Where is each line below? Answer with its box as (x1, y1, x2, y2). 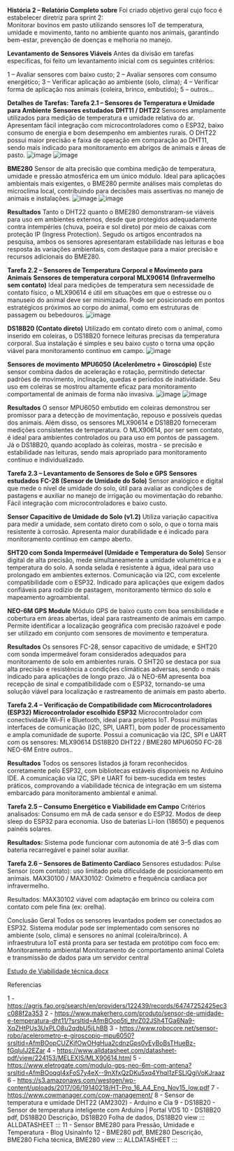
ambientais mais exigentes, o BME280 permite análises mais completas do (7, 179, 222, 188)
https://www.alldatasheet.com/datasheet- (57, 1047, 177, 1054)
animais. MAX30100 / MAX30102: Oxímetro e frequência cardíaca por (7, 874, 207, 882)
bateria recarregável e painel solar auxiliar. (7, 846, 130, 854)
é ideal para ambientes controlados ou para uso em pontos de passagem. (7, 434, 219, 441)
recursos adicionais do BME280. (7, 252, 101, 261)
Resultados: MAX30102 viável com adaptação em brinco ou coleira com (7, 895, 214, 903)
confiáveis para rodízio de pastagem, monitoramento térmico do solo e (7, 586, 212, 594)
